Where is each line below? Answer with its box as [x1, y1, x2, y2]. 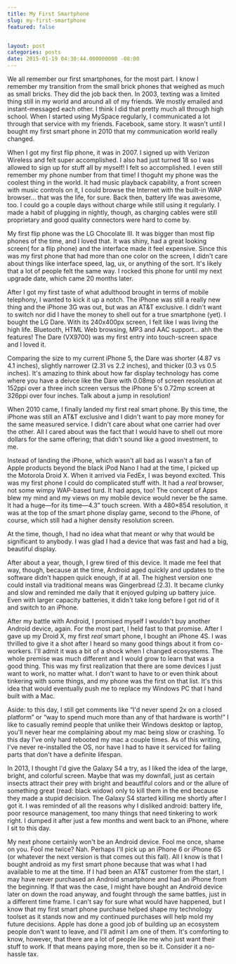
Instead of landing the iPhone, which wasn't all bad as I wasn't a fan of [7, 456, 212, 464]
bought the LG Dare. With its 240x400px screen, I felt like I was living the [7, 318, 219, 326]
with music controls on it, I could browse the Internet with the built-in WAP [7, 186, 223, 194]
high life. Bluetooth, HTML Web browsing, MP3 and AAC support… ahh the [7, 326, 223, 333]
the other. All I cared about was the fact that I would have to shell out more [7, 428, 223, 435]
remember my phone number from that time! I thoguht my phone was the [7, 171, 219, 179]
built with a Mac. [7, 692, 55, 700]
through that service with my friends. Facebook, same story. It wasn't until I [7, 120, 226, 128]
